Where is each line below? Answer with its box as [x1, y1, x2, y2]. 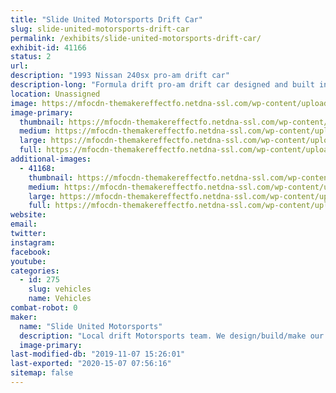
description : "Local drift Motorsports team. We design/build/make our [19, 331, 325, 341]
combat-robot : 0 [10, 303, 78, 313]
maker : [10, 312, 38, 322]
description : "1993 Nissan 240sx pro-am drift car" [10, 71, 230, 81]
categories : [10, 266, 60, 276]
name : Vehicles [28, 294, 92, 304]
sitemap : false [10, 368, 74, 378]
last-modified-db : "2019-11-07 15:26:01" [10, 349, 186, 360]
